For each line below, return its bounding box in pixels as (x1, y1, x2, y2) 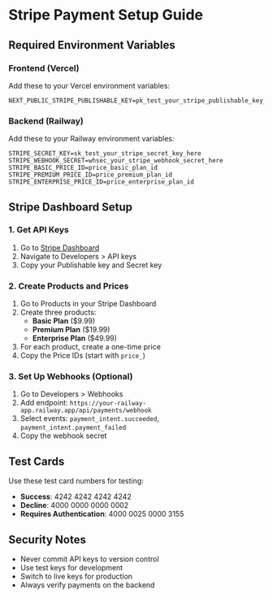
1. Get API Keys (8, 224, 69, 236)
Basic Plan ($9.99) (32, 316, 96, 326)
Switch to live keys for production (19, 571, 132, 582)
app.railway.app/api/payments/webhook (19, 406, 152, 415)
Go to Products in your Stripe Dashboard (19, 299, 157, 309)
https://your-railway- (69, 400, 147, 408)
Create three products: (19, 307, 97, 318)
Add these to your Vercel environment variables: (8, 80, 171, 90)
